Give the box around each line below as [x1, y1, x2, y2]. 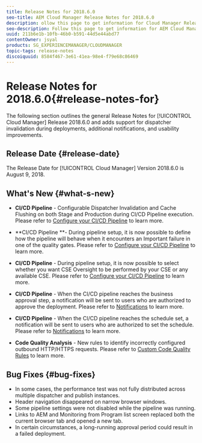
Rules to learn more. [14, 352, 65, 359]
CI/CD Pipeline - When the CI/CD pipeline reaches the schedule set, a [14, 315, 189, 322]
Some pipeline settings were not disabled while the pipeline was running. [14, 405, 196, 412]
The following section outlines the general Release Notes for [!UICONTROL [6, 112, 192, 119]
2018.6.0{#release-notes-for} [6, 92, 159, 106]
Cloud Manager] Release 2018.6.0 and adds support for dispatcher [6, 118, 171, 126]
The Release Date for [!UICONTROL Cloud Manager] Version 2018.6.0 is [6, 165, 185, 172]
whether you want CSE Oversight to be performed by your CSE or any [14, 266, 188, 273]
